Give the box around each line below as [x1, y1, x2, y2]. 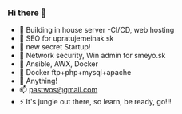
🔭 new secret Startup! [18, 42, 91, 52]
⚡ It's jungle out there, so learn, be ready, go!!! [18, 97, 172, 107]
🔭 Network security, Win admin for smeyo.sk [18, 51, 166, 61]
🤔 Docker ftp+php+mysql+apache [18, 68, 132, 77]
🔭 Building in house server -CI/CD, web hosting [18, 26, 175, 35]
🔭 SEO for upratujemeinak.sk [18, 33, 114, 43]
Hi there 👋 [7, 7, 47, 18]
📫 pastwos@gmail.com [18, 85, 98, 95]
